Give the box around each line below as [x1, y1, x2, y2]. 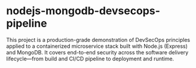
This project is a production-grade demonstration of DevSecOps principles [6, 36, 190, 43]
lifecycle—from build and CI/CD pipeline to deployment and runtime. [6, 55, 174, 62]
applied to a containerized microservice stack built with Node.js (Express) [6, 43, 188, 50]
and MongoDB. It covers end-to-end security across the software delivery [6, 48, 189, 56]
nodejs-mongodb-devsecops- [6, 4, 160, 18]
